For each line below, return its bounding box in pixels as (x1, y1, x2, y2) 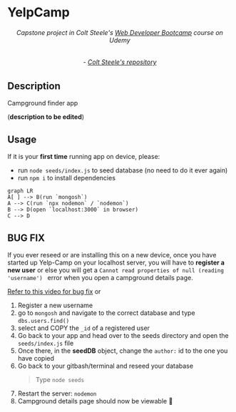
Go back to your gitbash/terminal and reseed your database (17, 361, 194, 371)
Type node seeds (35, 376, 84, 384)
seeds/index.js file (17, 339, 74, 348)
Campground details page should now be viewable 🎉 (17, 397, 173, 406)
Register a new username (17, 301, 93, 310)
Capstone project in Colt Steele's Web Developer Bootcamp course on (16, 28, 223, 36)
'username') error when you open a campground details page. (7, 274, 194, 282)
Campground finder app (7, 99, 78, 108)
